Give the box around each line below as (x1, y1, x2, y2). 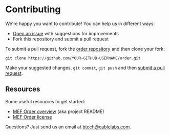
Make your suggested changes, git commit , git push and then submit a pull (5, 64, 165, 71)
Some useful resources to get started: (5, 98, 86, 104)
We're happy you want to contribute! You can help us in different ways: (5, 20, 155, 27)
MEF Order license (12, 114, 52, 120)
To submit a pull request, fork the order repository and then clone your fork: (5, 46, 165, 52)
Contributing (5, 4, 61, 15)
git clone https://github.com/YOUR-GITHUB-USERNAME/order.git (5, 55, 141, 61)
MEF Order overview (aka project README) (12, 108, 104, 115)
